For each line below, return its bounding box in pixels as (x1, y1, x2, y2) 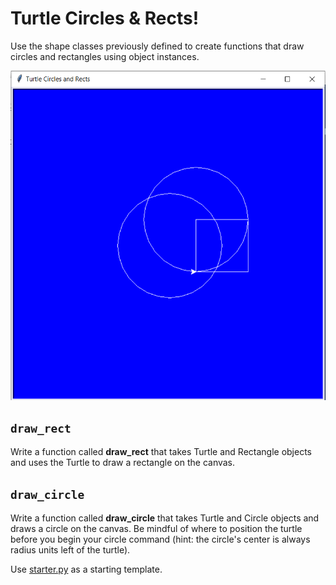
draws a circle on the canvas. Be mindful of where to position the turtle (10, 523, 303, 535)
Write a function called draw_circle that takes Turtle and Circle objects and (10, 512, 320, 524)
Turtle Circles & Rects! (10, 7, 200, 30)
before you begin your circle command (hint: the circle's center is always (10, 533, 311, 546)
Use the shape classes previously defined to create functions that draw (10, 40, 305, 52)
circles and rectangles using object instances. (10, 50, 200, 62)
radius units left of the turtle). (10, 544, 131, 556)
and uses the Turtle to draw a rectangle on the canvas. (10, 457, 236, 469)
